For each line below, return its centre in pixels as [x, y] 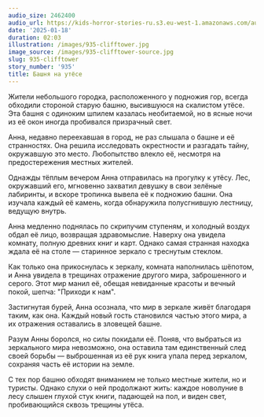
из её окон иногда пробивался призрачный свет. [90, 121]
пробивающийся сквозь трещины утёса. [76, 404]
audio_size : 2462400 [42, 15]
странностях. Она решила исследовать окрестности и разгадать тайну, [129, 145]
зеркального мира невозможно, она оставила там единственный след [127, 347]
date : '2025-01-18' [40, 30]
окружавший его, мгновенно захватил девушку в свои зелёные [115, 185]
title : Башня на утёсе [45, 74]
